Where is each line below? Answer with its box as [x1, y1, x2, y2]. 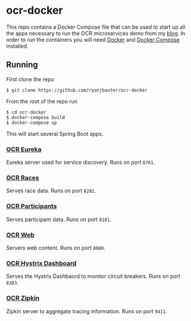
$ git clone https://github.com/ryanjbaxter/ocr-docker [6, 87, 148, 93]
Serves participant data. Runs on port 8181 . [6, 216, 112, 223]
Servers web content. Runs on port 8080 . [6, 244, 106, 251]
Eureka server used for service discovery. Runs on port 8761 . [6, 159, 155, 166]
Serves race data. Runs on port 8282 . [6, 187, 96, 194]
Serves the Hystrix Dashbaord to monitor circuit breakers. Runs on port [6, 273, 180, 280]
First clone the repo [6, 75, 55, 82]
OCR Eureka [6, 145, 42, 153]
